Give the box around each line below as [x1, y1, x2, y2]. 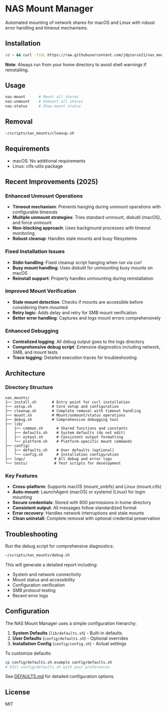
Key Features [5, 472, 38, 479]
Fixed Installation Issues [5, 248, 65, 255]
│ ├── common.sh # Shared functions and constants [5, 426, 128, 431]
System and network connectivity [12, 571, 82, 577]
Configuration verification [12, 582, 65, 588]
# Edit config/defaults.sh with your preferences [5, 664, 110, 670]
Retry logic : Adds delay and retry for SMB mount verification [12, 310, 137, 316]
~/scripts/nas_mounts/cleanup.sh [5, 131, 75, 136]
